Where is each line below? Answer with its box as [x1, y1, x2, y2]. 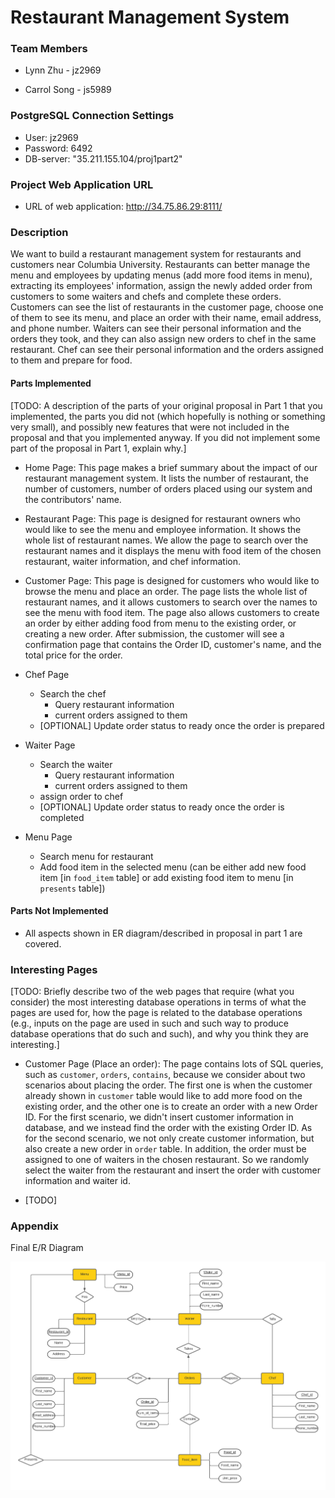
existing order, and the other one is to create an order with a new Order [24, 1101, 318, 1113]
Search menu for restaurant [39, 850, 154, 862]
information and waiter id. [24, 1175, 131, 1187]
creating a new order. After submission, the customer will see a [24, 627, 285, 640]
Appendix [10, 1219, 60, 1233]
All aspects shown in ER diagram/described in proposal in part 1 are [24, 927, 303, 939]
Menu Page [24, 831, 73, 843]
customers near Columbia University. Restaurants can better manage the [10, 259, 311, 271]
